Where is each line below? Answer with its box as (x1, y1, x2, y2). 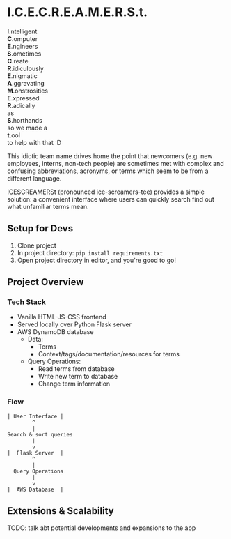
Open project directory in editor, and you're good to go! (17, 256, 176, 264)
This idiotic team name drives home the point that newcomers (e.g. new (7, 151, 213, 160)
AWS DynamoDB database (17, 328, 94, 336)
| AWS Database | (7, 486, 64, 493)
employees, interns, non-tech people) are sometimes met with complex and (7, 159, 224, 167)
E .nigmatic (7, 71, 38, 80)
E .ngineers (7, 42, 38, 50)
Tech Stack (7, 297, 47, 307)
